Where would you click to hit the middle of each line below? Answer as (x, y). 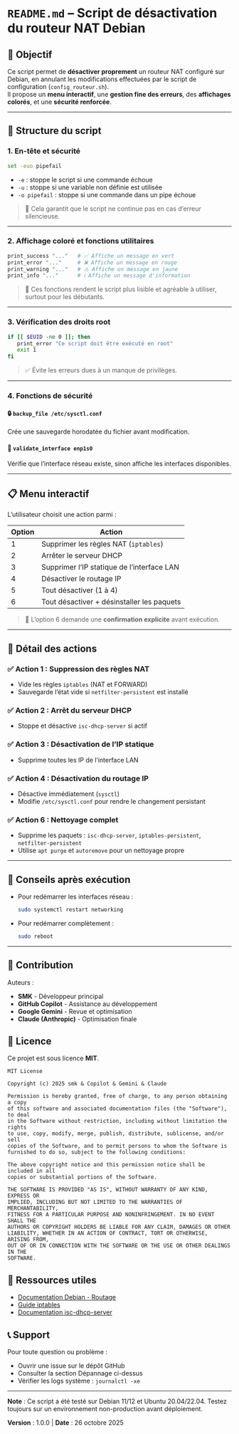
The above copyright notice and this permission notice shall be (106, 1165)
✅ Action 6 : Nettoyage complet (63, 820)
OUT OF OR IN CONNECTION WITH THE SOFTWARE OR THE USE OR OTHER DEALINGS (119, 1246)
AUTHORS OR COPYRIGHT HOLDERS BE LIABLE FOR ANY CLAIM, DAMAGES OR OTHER (119, 1227)
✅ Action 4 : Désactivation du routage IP (78, 778)
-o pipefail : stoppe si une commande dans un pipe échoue (107, 194)
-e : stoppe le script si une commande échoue (85, 179)
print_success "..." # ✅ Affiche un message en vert (91, 256)
